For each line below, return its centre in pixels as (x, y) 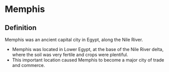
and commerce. (28, 65)
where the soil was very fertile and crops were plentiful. (70, 54)
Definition (20, 28)
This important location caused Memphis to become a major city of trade (88, 60)
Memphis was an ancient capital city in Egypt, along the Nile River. (74, 39)
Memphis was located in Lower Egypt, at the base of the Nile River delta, (88, 49)
